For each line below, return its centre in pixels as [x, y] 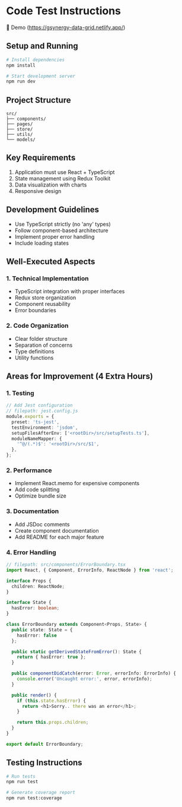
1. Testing [20, 393]
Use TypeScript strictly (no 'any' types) [63, 224]
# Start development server [41, 76]
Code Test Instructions [64, 11]
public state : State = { [42, 630]
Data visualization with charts [51, 185]
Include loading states [42, 243]
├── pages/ [20, 124]
